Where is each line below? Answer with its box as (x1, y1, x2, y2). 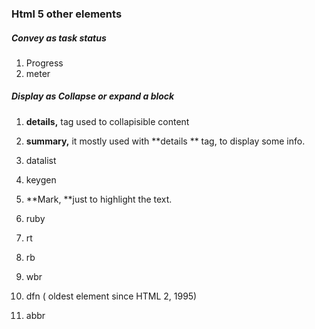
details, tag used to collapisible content (25, 115, 190, 127)
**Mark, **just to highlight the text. (25, 193, 173, 205)
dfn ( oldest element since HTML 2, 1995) (25, 290, 198, 302)
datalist (25, 154, 57, 166)
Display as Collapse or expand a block (11, 90, 175, 102)
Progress (25, 57, 64, 69)
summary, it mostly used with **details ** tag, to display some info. (25, 135, 306, 147)
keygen (25, 173, 57, 186)
